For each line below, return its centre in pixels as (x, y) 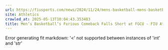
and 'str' (14, 43)
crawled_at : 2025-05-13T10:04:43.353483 (48, 19)
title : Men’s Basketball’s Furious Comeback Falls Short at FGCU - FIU (81, 24)
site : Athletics (22, 14)
